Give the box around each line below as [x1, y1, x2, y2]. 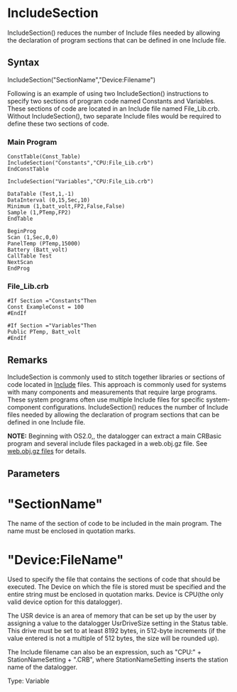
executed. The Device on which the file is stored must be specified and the [7, 583, 226, 591]
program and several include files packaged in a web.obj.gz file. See [7, 439, 208, 448]
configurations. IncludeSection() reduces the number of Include [42, 403, 228, 412]
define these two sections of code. [7, 119, 109, 128]
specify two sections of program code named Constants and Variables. [7, 97, 216, 105]
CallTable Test [7, 253, 53, 260]
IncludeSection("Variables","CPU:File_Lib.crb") [7, 178, 154, 185]
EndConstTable [7, 165, 50, 173]
